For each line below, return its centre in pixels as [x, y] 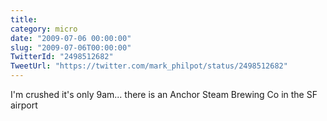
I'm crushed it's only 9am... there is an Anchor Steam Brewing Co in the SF [164, 94]
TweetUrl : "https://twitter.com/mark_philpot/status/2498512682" [149, 66]
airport [24, 105]
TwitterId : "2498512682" [62, 57]
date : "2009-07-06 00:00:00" [71, 38]
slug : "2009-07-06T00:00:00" [71, 47]
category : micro [44, 29]
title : [24, 19]
